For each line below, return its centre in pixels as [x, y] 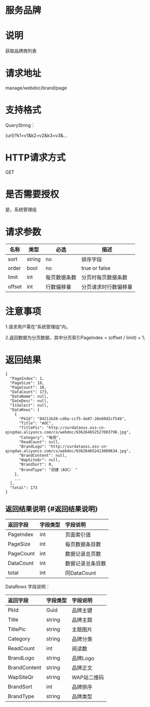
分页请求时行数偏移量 [107, 287]
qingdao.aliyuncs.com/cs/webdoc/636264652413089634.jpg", [68, 451]
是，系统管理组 [21, 209]
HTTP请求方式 [35, 158]
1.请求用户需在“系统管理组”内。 [38, 326]
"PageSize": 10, [27, 383]
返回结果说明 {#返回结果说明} [52, 509]
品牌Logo [83, 658]
